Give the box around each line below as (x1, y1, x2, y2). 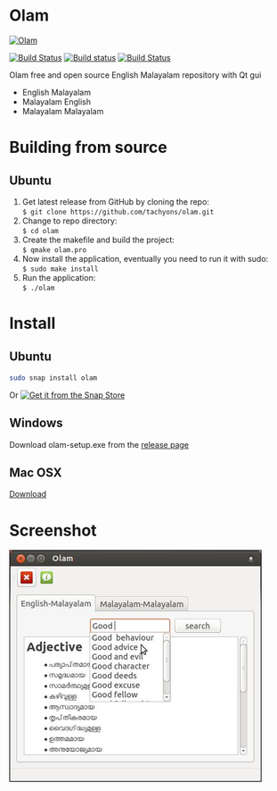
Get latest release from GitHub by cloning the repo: (21, 196, 209, 206)
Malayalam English (21, 96, 92, 107)
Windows (9, 416, 63, 431)
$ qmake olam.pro (21, 245, 87, 255)
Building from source (9, 138, 167, 157)
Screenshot (9, 520, 97, 541)
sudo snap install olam (9, 373, 98, 383)
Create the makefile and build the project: (21, 234, 175, 245)
